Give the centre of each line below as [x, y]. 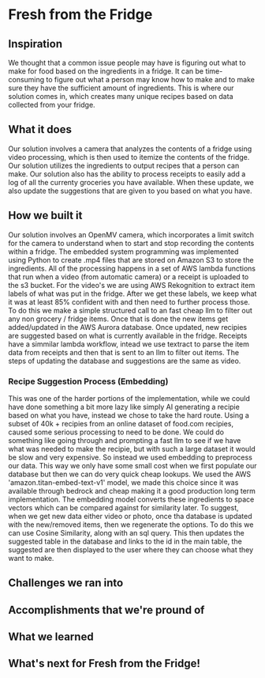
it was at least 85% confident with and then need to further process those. [129, 301]
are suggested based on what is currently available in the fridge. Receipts [128, 335]
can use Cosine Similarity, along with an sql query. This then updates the [126, 532]
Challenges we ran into [66, 583]
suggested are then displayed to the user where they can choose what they [131, 549]
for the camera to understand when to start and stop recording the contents [131, 243]
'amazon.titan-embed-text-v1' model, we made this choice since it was [123, 482]
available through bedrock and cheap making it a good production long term [132, 491]
